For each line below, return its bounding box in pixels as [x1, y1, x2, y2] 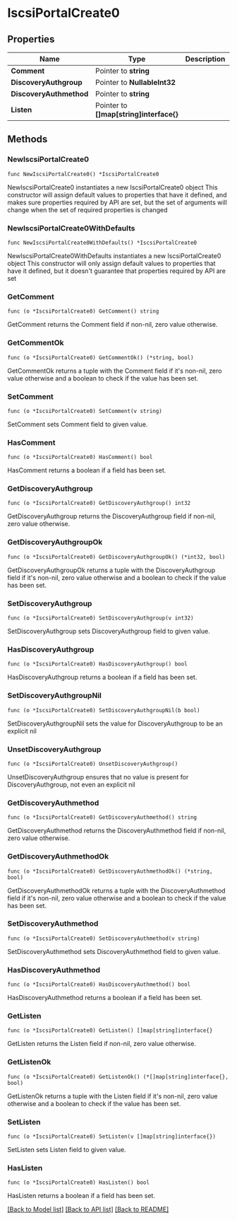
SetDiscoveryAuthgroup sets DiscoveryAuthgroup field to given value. [7, 627, 210, 636]
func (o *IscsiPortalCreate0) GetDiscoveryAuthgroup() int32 [7, 500, 191, 507]
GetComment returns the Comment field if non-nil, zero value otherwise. [7, 320, 218, 329]
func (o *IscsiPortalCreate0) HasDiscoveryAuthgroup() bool [7, 661, 188, 668]
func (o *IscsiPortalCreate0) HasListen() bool [7, 1179, 150, 1186]
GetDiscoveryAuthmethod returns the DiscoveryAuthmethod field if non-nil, [7, 826, 226, 835]
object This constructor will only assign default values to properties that [7, 259, 217, 267]
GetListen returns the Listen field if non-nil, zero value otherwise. [7, 1040, 196, 1048]
